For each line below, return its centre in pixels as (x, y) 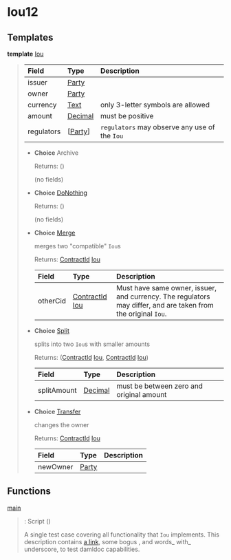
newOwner (55, 467)
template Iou (25, 54)
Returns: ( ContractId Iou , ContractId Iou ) (91, 357)
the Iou (112, 136)
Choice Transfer (57, 411)
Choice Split (52, 331)
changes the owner (62, 425)
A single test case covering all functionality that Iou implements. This (122, 535)
